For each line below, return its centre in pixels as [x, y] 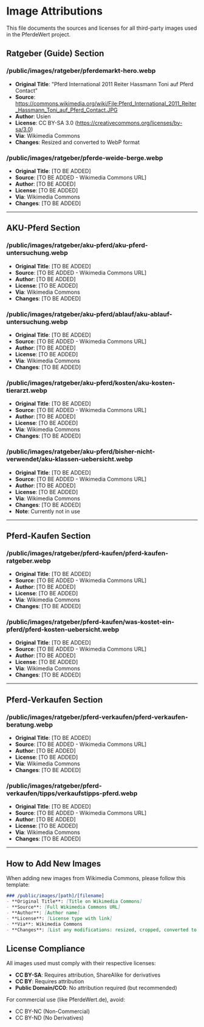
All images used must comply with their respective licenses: [81, 963]
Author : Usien [33, 116]
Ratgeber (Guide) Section [55, 54]
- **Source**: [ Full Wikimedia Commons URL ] [63, 907]
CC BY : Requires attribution [49, 981]
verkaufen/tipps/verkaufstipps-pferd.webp [72, 793]
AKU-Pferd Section [43, 228]
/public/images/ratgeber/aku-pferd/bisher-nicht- [81, 452]
